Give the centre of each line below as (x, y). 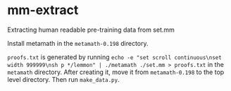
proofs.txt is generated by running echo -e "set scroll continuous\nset (114, 57)
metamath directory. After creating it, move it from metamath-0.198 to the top (116, 72)
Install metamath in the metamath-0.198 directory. (78, 43)
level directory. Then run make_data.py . (63, 79)
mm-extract (43, 10)
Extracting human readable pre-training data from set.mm (91, 30)
